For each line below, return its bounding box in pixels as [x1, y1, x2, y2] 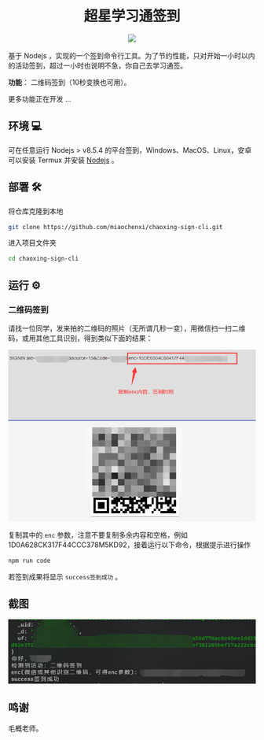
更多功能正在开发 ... [8, 94, 72, 103]
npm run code [8, 557, 51, 564]
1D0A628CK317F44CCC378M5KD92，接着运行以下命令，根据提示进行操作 [8, 540, 251, 549]
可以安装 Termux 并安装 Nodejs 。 [8, 155, 119, 165]
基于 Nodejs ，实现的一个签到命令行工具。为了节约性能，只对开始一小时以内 [8, 50, 255, 60]
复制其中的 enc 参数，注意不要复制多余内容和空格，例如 [8, 530, 189, 539]
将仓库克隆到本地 [8, 206, 64, 216]
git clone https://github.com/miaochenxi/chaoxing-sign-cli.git [8, 223, 223, 231]
